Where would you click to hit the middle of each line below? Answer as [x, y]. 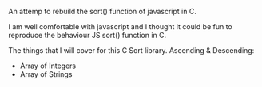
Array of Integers [48, 66]
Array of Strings [46, 74]
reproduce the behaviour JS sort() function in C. [87, 35]
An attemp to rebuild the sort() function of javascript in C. [103, 11]
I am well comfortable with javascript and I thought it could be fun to [121, 26]
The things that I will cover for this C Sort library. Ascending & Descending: [131, 50]
